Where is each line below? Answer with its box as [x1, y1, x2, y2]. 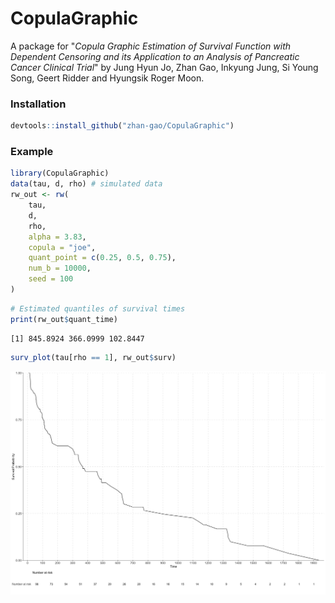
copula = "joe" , [28, 242, 97, 252]
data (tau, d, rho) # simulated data [10, 179, 163, 189]
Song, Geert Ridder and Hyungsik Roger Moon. [10, 72, 205, 84]
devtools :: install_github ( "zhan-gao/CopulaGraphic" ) [10, 121, 235, 131]
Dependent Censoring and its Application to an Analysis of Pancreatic [10, 50, 300, 62]
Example [10, 145, 54, 159]
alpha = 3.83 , [28, 232, 87, 242]
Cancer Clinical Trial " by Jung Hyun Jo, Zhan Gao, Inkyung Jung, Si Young [10, 61, 319, 73]
